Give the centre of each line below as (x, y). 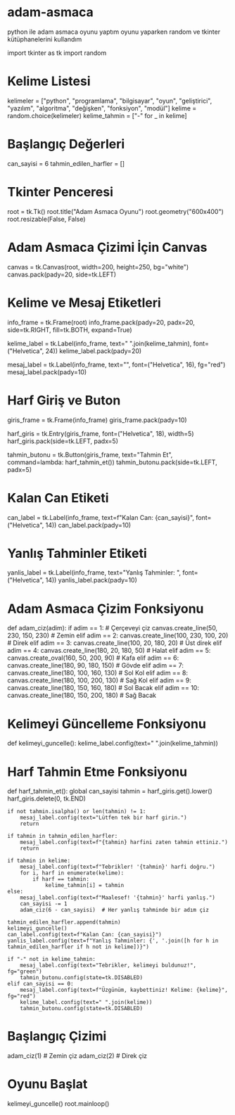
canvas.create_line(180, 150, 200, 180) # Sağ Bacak (82, 695)
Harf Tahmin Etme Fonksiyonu (97, 772)
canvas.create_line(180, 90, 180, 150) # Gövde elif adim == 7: (96, 665)
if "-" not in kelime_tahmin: (52, 960)
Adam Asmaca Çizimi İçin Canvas (107, 247)
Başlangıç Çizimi (57, 1037)
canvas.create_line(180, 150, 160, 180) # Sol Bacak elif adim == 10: (103, 688)
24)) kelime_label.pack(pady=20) (94, 351)
